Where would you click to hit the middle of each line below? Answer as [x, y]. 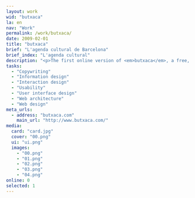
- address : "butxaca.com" [43, 115]
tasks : [14, 66]
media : [14, 126]
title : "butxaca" [27, 45]
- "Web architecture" [38, 98]
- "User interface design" [44, 93]
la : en [14, 22]
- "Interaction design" [40, 83]
